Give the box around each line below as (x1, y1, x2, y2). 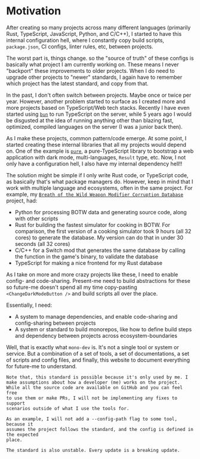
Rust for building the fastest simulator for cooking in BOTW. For (14, 221, 170, 228)
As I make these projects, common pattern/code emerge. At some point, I (6, 134, 187, 141)
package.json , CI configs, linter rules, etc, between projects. (6, 43, 153, 50)
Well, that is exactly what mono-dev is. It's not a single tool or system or (6, 343, 179, 350)
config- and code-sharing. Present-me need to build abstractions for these (6, 277, 191, 284)
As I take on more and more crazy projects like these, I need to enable (6, 270, 179, 278)
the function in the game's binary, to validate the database (14, 252, 158, 260)
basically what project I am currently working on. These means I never (6, 61, 179, 68)
